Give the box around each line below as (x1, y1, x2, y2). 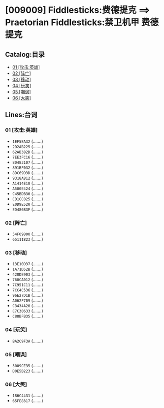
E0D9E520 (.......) (12, 201, 43, 207)
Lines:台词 (5, 111, 37, 119)
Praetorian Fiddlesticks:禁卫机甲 (5, 17, 139, 28)
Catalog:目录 (5, 50, 45, 59)
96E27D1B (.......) (12, 292, 43, 298)
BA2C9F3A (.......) (12, 338, 43, 344)
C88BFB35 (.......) (12, 313, 43, 319)
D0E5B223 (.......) (12, 368, 43, 374)
